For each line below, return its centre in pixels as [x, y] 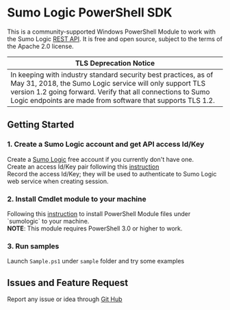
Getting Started [41, 125]
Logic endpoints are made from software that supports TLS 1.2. [113, 100]
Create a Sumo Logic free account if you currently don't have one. [100, 159]
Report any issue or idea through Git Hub [65, 299]
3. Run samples [33, 246]
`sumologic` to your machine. [48, 221]
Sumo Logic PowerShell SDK [90, 13]
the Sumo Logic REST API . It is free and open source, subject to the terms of [115, 38]
